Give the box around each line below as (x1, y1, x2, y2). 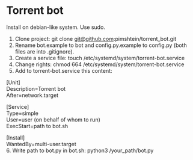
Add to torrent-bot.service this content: (14, 67, 112, 74)
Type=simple (6, 109, 39, 117)
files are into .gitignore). (14, 48, 75, 55)
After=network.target (6, 91, 59, 99)
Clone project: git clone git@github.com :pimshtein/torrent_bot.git (14, 35, 177, 42)
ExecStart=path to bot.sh (6, 122, 69, 129)
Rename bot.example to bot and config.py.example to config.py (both (14, 42, 188, 49)
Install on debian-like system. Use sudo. (6, 23, 105, 31)
